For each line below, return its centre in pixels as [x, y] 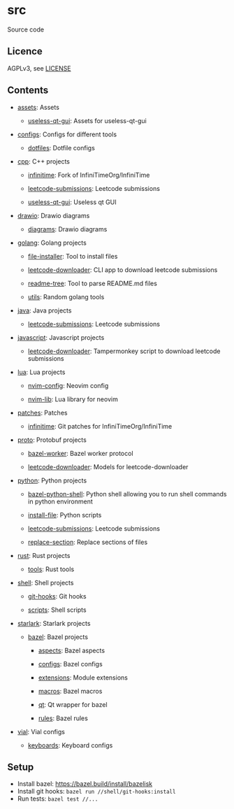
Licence [25, 51]
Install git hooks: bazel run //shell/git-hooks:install [96, 792]
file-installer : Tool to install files [73, 256]
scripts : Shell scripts [57, 610]
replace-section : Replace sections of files [88, 542]
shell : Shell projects [45, 582]
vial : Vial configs [41, 731]
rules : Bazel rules [63, 718]
